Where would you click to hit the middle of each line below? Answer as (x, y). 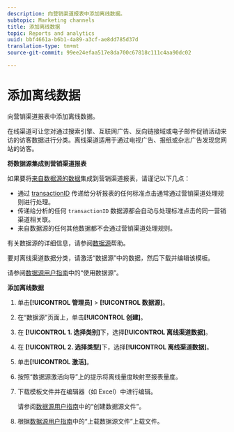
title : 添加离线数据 (34, 27)
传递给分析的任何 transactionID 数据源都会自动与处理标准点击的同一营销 (122, 210)
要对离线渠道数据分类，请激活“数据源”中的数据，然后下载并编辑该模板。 (111, 258)
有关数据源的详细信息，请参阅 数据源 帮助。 (68, 243)
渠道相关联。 (36, 219)
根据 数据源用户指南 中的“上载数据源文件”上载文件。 (90, 421)
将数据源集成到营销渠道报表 (47, 163)
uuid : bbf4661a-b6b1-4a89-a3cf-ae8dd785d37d (73, 40)
